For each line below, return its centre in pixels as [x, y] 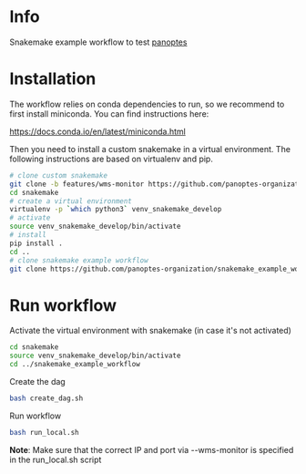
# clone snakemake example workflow [79, 260]
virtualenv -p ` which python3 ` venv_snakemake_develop [116, 210]
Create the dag [37, 381]
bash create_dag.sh [46, 398]
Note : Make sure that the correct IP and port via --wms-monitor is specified [152, 449]
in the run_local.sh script [56, 459]
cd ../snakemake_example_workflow [75, 365]
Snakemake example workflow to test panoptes [98, 42]
